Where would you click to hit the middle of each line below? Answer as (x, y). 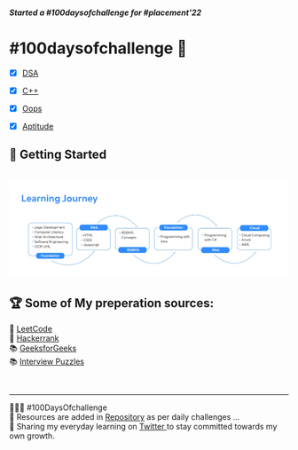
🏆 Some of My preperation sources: (112, 303)
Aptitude (38, 126)
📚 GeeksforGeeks (43, 348)
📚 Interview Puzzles (47, 362)
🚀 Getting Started (58, 155)
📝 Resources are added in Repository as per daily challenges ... (125, 417)
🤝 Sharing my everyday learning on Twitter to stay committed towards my (143, 427)
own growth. (32, 436)
